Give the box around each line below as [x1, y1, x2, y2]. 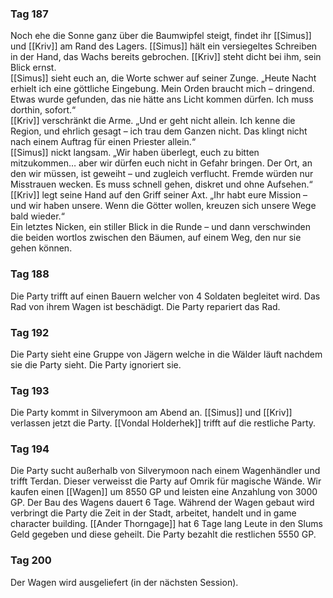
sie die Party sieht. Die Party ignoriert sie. [10, 358, 182, 371]
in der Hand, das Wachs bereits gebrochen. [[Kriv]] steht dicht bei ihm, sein [10, 51, 322, 63]
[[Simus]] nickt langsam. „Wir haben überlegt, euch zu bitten [10, 147, 260, 159]
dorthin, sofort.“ [10, 104, 77, 116]
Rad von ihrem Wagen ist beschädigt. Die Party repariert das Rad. [10, 300, 281, 312]
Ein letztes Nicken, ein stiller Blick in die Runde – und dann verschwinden [10, 221, 311, 233]
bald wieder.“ [10, 210, 65, 222]
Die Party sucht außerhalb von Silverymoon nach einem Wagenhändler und [10, 465, 321, 477]
